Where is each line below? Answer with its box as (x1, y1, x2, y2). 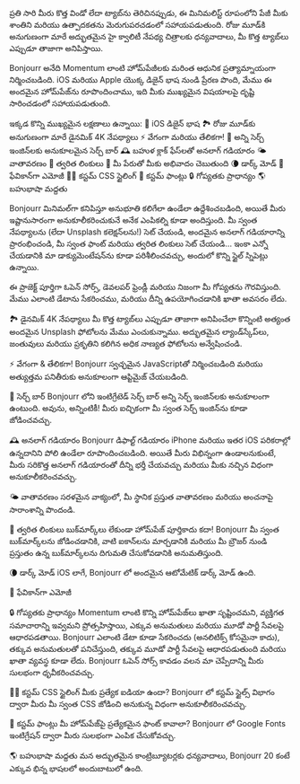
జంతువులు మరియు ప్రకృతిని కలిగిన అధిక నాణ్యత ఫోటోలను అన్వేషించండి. (9, 339, 243, 348)
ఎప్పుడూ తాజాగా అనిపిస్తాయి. (9, 43, 104, 53)
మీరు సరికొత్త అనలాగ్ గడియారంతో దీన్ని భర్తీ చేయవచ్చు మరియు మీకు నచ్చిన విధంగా (9, 460, 274, 470)
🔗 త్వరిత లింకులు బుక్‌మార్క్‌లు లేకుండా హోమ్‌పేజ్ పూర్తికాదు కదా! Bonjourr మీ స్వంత (9, 524, 279, 534)
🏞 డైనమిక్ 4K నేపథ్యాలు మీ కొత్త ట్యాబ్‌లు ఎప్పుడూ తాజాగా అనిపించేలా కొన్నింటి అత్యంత (9, 313, 291, 324)
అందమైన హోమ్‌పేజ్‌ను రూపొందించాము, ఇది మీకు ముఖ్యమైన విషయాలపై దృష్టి (9, 86, 255, 97)
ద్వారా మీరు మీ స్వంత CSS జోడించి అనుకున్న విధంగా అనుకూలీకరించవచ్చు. (9, 699, 248, 709)
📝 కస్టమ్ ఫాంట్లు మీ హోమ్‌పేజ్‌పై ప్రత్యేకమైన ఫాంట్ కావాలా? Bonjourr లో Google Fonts (9, 718, 287, 728)
